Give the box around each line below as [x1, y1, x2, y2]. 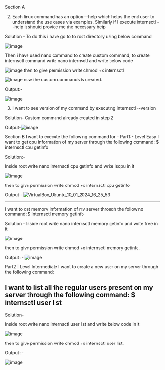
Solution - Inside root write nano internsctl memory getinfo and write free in [5, 221, 158, 226]
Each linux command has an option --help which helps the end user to [12, 14, 155, 19]
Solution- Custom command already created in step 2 [5, 115, 114, 121]
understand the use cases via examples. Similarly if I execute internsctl [12, 19, 156, 25]
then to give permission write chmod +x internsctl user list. [5, 340, 124, 346]
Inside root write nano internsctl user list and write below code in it [5, 321, 140, 327]
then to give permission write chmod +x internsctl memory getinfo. [5, 245, 140, 251]
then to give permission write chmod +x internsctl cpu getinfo [5, 183, 130, 188]
